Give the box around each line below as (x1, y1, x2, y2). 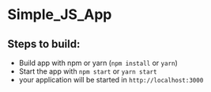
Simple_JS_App (7, 6, 112, 24)
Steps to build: (7, 37, 81, 51)
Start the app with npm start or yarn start (18, 67, 157, 76)
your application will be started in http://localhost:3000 (18, 75, 204, 84)
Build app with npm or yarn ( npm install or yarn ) (18, 58, 179, 67)
